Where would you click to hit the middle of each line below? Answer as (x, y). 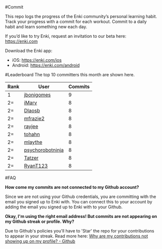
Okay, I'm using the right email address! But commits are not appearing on (81, 216)
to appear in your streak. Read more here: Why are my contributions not (77, 236)
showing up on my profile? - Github (40, 241)
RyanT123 (36, 166)
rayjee (31, 126)
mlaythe (33, 142)
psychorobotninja (44, 150)
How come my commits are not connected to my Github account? (72, 187)
